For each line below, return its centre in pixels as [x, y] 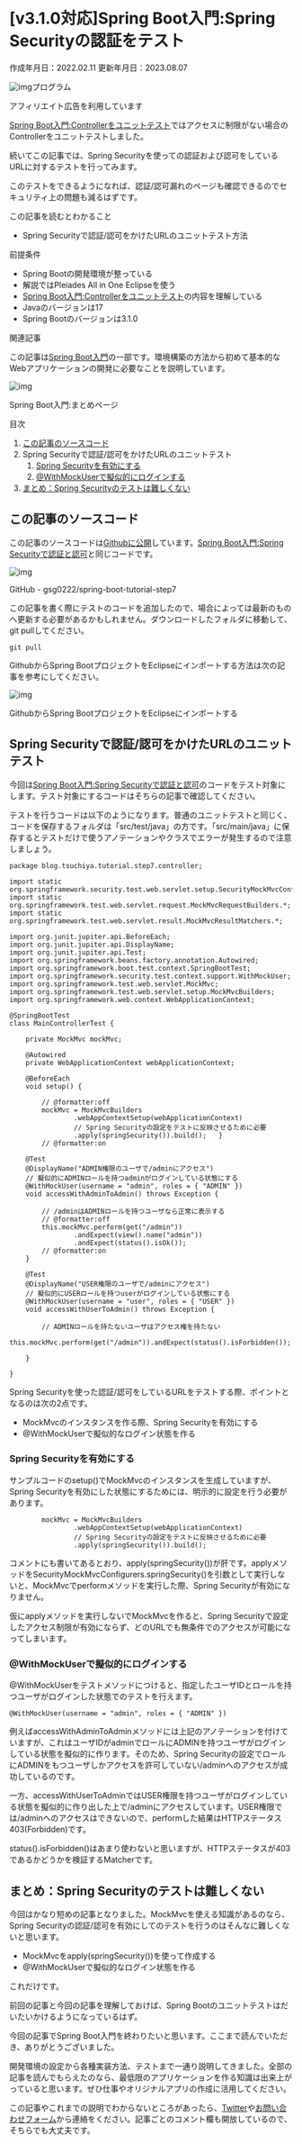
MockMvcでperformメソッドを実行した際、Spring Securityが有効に [158, 1585]
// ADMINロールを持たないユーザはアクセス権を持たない [131, 1326]
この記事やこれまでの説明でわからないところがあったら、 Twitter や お [136, 2107]
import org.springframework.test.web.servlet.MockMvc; [114, 984]
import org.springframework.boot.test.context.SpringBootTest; [130, 968]
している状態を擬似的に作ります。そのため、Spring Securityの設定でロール [148, 1754]
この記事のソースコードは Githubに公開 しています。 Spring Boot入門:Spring [147, 542]
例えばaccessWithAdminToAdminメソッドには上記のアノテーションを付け [145, 1732]
